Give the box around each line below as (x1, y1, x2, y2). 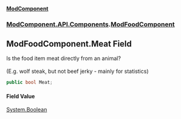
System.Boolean (6, 106, 47, 114)
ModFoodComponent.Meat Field (6, 38, 132, 49)
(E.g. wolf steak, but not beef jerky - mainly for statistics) (6, 67, 149, 75)
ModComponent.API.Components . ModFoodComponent (6, 20, 175, 29)
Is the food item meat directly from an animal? (6, 55, 121, 62)
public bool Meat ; (6, 80, 53, 86)
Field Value (6, 92, 35, 100)
